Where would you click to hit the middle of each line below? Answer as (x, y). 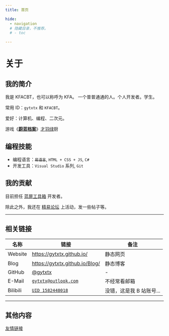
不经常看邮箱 (120, 281)
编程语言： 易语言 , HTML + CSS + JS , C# (51, 159)
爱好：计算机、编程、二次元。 (36, 118)
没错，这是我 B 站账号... (133, 291)
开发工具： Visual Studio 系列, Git (48, 165)
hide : (11, 19)
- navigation (23, 24)
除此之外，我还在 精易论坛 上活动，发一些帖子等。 (57, 207)
